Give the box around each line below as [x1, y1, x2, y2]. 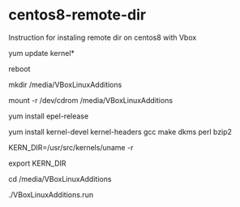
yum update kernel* [8, 48, 75, 58]
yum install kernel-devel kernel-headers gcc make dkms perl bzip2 [8, 127, 233, 136]
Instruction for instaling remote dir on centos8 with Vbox [8, 32, 197, 42]
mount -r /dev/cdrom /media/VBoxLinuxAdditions [8, 95, 173, 105]
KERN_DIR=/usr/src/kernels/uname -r [8, 142, 134, 152]
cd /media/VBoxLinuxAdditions [8, 174, 112, 183]
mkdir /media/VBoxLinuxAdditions [8, 80, 122, 89]
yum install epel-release [8, 111, 89, 121]
